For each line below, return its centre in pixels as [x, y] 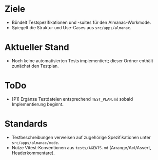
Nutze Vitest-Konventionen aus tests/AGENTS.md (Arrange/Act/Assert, [81, 147]
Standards [26, 124]
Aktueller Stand [37, 47]
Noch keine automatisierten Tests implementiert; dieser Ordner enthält [82, 61]
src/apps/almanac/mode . [35, 142]
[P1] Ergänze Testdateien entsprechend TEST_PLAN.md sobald [72, 99]
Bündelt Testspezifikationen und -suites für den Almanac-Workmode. [81, 22]
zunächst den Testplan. [35, 66]
